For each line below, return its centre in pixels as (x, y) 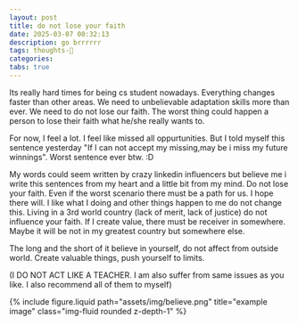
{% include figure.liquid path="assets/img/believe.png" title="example (138, 301)
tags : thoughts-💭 (41, 51)
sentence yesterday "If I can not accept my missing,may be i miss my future (149, 147)
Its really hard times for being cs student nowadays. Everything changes (142, 92)
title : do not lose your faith (67, 26)
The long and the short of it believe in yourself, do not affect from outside (144, 248)
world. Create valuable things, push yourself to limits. (107, 257)
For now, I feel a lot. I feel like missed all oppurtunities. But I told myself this (147, 138)
